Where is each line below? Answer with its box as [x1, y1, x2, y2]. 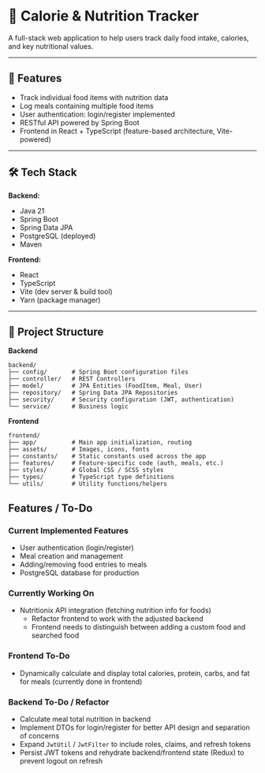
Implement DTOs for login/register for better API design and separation [19, 723, 250, 732]
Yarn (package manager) [19, 295, 101, 304]
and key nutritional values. [8, 41, 94, 50]
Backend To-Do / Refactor [8, 697, 110, 708]
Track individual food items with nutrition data [19, 92, 169, 102]
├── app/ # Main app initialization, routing [8, 439, 192, 447]
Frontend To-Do [8, 650, 70, 661]
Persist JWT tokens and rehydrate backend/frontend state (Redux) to [19, 748, 244, 757]
